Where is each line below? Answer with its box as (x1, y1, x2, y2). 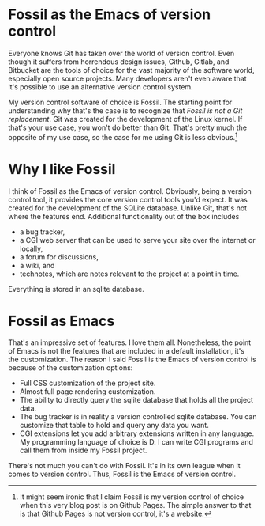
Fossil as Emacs (8, 312, 115, 330)
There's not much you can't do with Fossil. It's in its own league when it (8, 461, 241, 471)
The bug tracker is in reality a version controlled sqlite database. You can (19, 412, 257, 422)
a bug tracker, (19, 227, 65, 237)
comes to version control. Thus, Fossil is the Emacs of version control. (8, 469, 237, 479)
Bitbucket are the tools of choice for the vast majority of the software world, (8, 65, 255, 74)
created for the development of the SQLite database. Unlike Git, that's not (8, 203, 247, 213)
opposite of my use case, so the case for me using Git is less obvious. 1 (8, 131, 238, 142)
